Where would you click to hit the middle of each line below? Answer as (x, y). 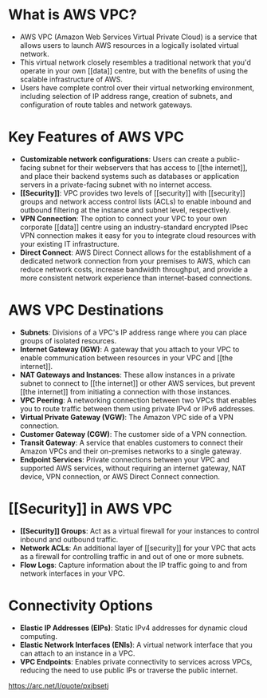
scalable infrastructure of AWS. (71, 79)
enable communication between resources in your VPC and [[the (126, 358)
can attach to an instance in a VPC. (77, 653)
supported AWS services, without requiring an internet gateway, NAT (133, 468)
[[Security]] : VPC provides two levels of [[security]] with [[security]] (132, 192)
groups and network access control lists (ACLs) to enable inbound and (135, 201)
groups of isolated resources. (68, 340)
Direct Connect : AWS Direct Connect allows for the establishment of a (135, 252)
